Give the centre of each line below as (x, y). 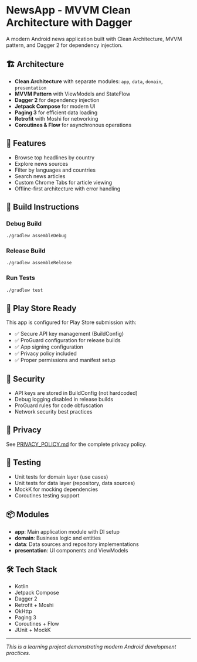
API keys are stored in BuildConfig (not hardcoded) (76, 393)
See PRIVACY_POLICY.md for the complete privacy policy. (76, 444)
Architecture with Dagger (69, 23)
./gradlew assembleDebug (36, 236)
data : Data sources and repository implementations (77, 544)
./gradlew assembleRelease (39, 263)
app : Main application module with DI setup (67, 531)
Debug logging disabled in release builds (64, 400)
